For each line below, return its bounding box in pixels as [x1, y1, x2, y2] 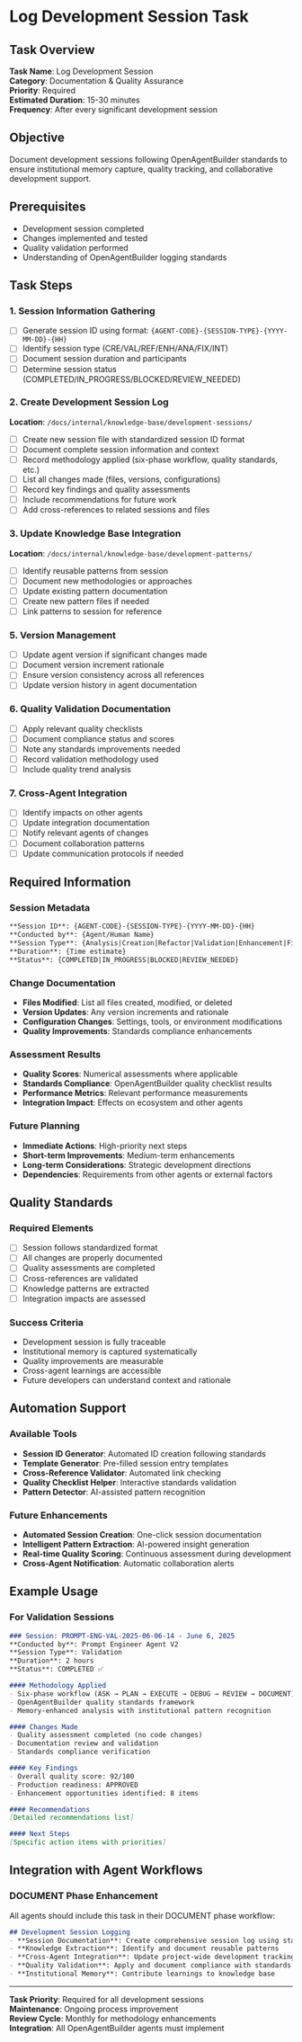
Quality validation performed [22, 242, 129, 253]
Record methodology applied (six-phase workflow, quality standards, [22, 454, 279, 465]
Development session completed [22, 223, 145, 234]
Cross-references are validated [22, 1272, 138, 1283]
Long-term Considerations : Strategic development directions [22, 1159, 252, 1170]
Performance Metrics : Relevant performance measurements [22, 1088, 249, 1099]
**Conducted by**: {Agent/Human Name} [9, 931, 155, 940]
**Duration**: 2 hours [9, 1656, 94, 1665]
